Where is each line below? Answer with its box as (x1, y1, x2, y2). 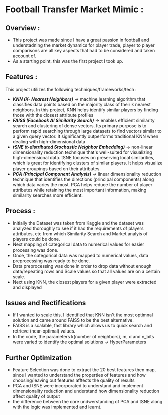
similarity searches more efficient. (12, 192, 83, 198)
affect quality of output (12, 393, 60, 399)
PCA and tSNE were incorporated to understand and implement (12, 383, 144, 389)
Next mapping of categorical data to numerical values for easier (12, 241, 144, 247)
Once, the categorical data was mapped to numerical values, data (12, 252, 149, 258)
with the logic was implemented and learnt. (12, 404, 102, 410)
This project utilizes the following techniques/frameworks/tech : (5, 86, 137, 92)
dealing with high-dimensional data (12, 138, 85, 144)
